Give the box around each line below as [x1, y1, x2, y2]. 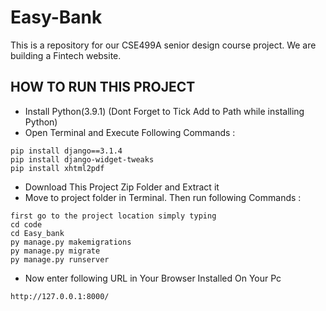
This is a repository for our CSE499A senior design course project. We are [10, 39, 317, 51]
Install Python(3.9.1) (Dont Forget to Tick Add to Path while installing [24, 105, 305, 117]
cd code [10, 219, 43, 230]
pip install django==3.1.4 [10, 146, 123, 156]
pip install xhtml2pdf [10, 163, 105, 173]
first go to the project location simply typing [10, 211, 217, 221]
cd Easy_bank [10, 228, 65, 238]
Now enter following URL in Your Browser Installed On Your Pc [24, 272, 282, 284]
